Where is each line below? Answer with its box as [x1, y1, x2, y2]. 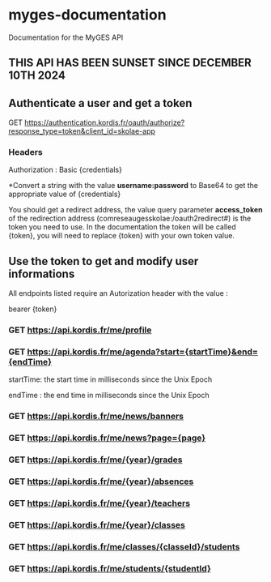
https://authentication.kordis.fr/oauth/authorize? [23, 118, 185, 127]
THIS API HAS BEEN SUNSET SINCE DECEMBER [8, 56, 252, 70]
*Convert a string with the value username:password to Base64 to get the [8, 181, 259, 190]
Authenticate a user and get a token [8, 96, 193, 110]
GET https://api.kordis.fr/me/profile [8, 324, 152, 336]
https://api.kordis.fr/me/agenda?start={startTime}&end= [27, 346, 259, 357]
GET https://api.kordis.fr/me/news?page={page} [8, 432, 206, 443]
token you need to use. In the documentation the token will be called [8, 222, 236, 232]
